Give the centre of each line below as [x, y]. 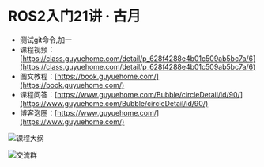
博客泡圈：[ [38, 112]
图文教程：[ [38, 76]
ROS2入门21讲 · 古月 [75, 16]
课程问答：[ [38, 94]
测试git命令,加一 [46, 40]
